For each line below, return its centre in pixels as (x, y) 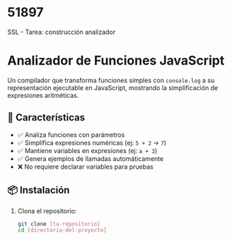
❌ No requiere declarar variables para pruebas (85, 167)
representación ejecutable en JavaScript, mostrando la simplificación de (113, 88)
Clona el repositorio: (47, 211)
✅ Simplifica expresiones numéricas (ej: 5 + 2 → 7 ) (92, 142)
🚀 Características (46, 118)
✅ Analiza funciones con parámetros (71, 135)
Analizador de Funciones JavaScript (116, 61)
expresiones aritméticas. (43, 95)
